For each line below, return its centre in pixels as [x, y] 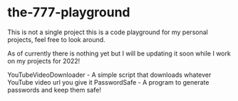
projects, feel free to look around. [56, 39]
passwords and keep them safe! [55, 90]
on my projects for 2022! [44, 60]
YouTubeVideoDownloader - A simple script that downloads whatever [109, 75]
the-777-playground [69, 12]
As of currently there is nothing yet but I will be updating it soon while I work [119, 53]
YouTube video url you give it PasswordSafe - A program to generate [108, 82]
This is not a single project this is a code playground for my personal [108, 32]
